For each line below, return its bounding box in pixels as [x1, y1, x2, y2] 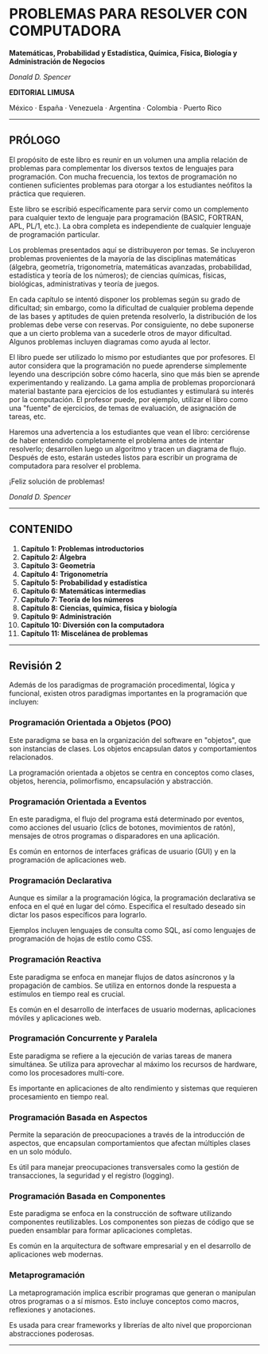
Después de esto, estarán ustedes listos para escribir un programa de [9, 452, 238, 462]
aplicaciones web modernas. [9, 1249, 104, 1259]
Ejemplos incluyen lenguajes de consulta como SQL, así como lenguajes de [9, 926, 256, 935]
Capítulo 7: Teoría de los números [20, 594, 134, 604]
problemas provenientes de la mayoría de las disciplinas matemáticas [9, 253, 237, 263]
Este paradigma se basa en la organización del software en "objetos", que [9, 735, 251, 744]
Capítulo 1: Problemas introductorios [20, 543, 145, 553]
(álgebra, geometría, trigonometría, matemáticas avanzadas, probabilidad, [9, 262, 252, 271]
